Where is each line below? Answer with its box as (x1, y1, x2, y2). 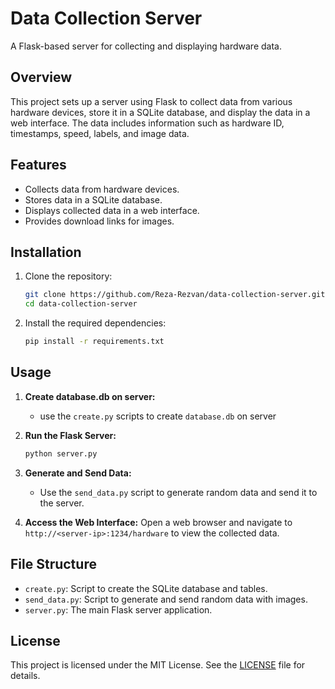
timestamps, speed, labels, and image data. (10, 127, 190, 139)
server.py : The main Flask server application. (24, 603, 213, 616)
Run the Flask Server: (24, 429, 117, 441)
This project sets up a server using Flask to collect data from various (10, 95, 293, 107)
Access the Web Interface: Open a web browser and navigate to (24, 516, 293, 528)
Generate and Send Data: (24, 467, 132, 479)
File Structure (10, 556, 97, 573)
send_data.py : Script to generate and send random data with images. (24, 593, 308, 605)
